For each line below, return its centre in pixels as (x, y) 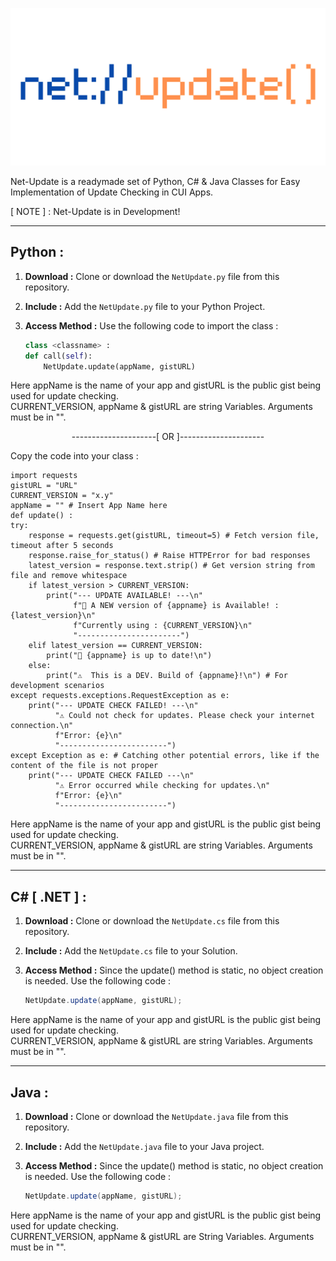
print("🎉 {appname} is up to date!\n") (129, 656)
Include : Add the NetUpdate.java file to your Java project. (144, 1146)
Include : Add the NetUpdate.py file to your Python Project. (145, 306)
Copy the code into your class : (74, 456)
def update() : (42, 516)
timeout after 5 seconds (62, 546)
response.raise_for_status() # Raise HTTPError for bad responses (169, 556)
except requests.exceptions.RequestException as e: (120, 696)
